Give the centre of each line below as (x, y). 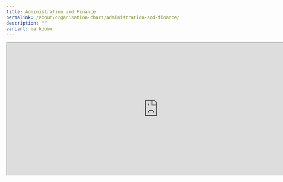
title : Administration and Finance (51, 12)
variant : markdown (29, 29)
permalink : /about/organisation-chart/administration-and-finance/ (93, 17)
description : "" (27, 23)
